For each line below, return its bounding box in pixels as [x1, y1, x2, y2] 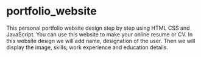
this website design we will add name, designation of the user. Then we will [6, 37, 196, 44]
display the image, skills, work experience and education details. [6, 44, 169, 51]
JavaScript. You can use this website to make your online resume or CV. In [6, 30, 193, 38]
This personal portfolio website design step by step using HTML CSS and [6, 24, 190, 32]
